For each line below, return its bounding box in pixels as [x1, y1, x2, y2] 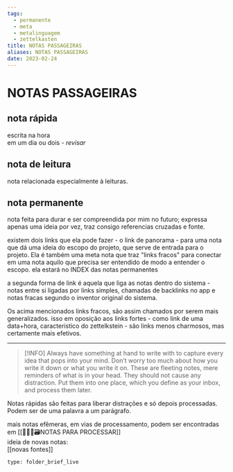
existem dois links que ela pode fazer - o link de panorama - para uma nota [7, 236, 222, 245]
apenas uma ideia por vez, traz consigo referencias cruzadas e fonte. [7, 222, 206, 231]
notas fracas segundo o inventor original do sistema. [7, 294, 158, 302]
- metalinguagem [13, 29, 60, 37]
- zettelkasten [13, 36, 58, 43]
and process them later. [24, 386, 92, 394]
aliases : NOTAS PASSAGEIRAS [7, 49, 89, 56]
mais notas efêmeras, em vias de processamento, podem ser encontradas [7, 420, 220, 428]
